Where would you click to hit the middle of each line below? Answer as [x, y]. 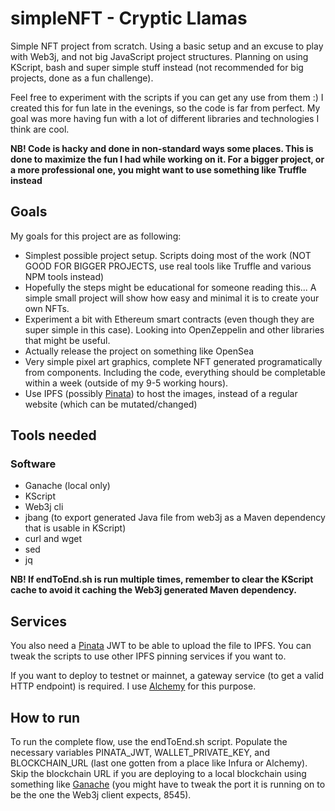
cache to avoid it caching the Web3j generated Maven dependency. [153, 590]
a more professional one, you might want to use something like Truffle [158, 169]
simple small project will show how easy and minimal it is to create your [172, 298]
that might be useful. [67, 340]
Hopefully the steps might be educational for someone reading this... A [170, 287]
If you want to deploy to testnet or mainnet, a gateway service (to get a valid [167, 676]
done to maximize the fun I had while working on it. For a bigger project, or [167, 159]
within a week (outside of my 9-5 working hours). [126, 383]
